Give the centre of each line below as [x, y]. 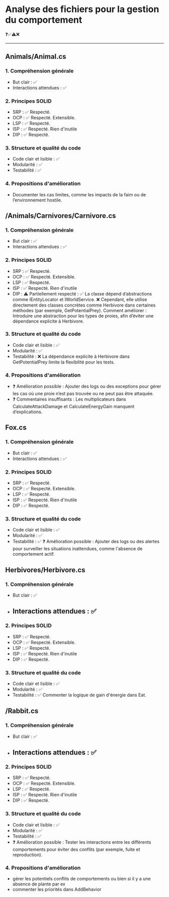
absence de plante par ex [39, 884]
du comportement [44, 20]
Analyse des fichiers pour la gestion [82, 9]
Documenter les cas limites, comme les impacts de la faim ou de [79, 194]
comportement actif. [33, 554]
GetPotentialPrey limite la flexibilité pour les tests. [64, 362]
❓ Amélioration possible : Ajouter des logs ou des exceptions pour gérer [87, 387]
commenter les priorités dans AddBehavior [57, 889]
